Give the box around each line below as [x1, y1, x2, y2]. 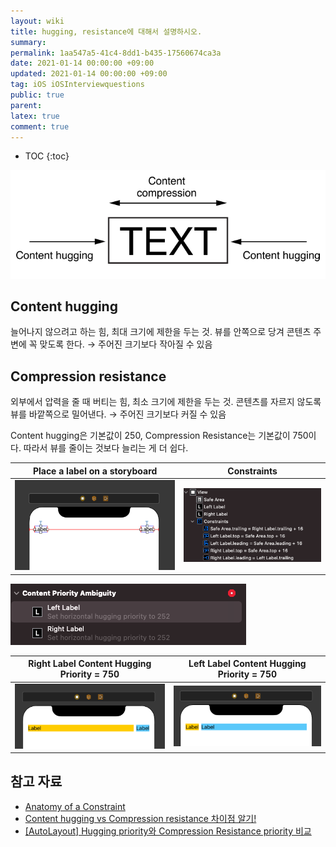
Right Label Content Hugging [28, 658, 152, 670]
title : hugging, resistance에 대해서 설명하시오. [10, 26, 203, 37]
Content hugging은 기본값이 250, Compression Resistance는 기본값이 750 [10, 430, 309, 442]
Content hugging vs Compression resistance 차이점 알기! [24, 812, 257, 824]
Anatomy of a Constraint [24, 800, 126, 812]
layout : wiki [10, 16, 65, 26]
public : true [10, 90, 65, 100]
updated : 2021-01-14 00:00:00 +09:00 [10, 69, 168, 79]
